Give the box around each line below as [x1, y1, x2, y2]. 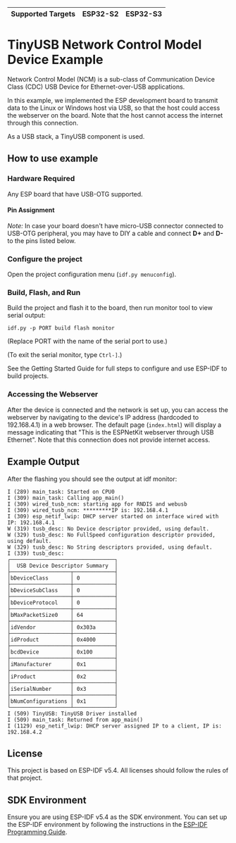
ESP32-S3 [125, 9, 162, 18]
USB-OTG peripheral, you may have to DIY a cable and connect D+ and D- [7, 229, 223, 237]
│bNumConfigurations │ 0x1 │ [7, 697, 118, 705]
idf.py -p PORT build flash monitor [7, 325, 115, 332]
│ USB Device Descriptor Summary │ [7, 562, 118, 569]
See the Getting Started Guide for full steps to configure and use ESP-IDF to [7, 364, 228, 373]
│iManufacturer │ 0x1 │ [7, 661, 118, 668]
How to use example [7, 153, 99, 165]
